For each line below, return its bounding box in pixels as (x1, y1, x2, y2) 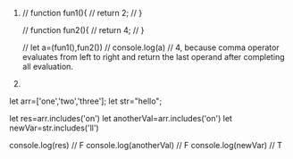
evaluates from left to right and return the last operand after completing (21, 52, 285, 62)
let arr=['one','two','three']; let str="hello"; (9, 96, 163, 106)
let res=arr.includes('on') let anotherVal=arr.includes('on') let (9, 113, 232, 123)
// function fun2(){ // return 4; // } (21, 25, 145, 35)
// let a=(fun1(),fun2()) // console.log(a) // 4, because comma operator (21, 42, 280, 53)
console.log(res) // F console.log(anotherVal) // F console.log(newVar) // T (9, 140, 283, 150)
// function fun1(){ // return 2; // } (21, 8, 143, 18)
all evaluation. (21, 62, 74, 71)
